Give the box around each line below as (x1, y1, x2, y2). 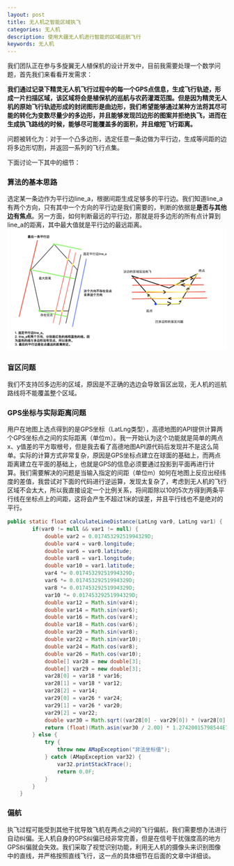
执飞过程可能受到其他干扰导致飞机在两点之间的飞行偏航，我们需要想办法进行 (7, 825, 227, 833)
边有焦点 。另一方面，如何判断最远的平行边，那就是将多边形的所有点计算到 (7, 212, 221, 220)
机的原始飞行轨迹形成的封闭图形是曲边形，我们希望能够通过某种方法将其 (7, 102, 214, 111)
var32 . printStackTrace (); (56, 761, 132, 768)
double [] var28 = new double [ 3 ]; (44, 658, 141, 665)
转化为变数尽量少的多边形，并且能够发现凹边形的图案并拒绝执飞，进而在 (19, 112, 227, 120)
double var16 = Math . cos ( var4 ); (44, 614, 139, 621)
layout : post (7, 11, 45, 18)
